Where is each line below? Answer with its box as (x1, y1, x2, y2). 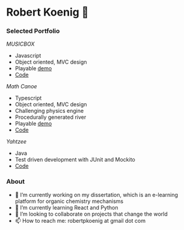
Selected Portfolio (6, 27, 60, 35)
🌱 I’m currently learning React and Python (14, 204, 118, 211)
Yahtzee (6, 138, 27, 145)
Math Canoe (6, 83, 37, 90)
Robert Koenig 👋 (6, 5, 89, 19)
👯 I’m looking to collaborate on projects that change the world (14, 210, 168, 217)
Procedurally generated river (14, 113, 87, 121)
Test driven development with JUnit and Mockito (14, 156, 135, 163)
